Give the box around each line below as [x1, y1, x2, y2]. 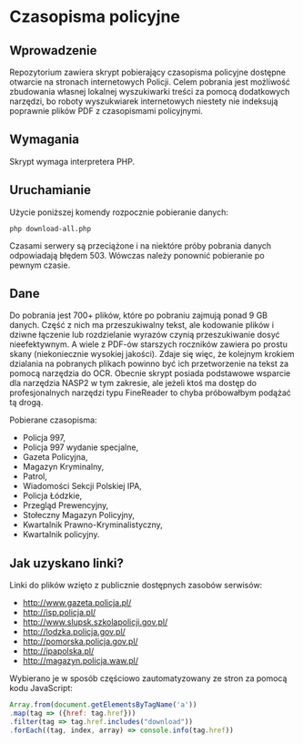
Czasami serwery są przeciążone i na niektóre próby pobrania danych [9, 240, 272, 251]
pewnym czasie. [9, 260, 71, 270]
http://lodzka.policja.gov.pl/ [22, 627, 126, 637]
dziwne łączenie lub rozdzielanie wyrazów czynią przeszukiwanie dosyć [9, 330, 280, 341]
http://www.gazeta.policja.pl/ [22, 597, 132, 608]
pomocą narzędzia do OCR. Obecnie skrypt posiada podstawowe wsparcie [9, 368, 291, 379]
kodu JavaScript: [9, 683, 73, 694]
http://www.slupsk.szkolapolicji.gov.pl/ [22, 617, 168, 627]
